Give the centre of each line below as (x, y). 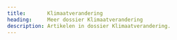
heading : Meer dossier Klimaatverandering (75, 20)
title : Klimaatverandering (55, 13)
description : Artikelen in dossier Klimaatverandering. (89, 26)
